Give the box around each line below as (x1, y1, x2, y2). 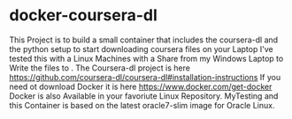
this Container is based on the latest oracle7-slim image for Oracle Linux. (9, 100, 275, 110)
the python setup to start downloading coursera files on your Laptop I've (9, 43, 273, 54)
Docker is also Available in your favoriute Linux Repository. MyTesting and (9, 90, 279, 101)
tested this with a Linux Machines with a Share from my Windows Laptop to (9, 53, 284, 63)
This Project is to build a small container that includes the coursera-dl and (9, 34, 279, 45)
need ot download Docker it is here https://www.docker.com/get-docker (9, 81, 273, 92)
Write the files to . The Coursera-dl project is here (9, 63, 190, 73)
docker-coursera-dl (9, 5, 158, 26)
